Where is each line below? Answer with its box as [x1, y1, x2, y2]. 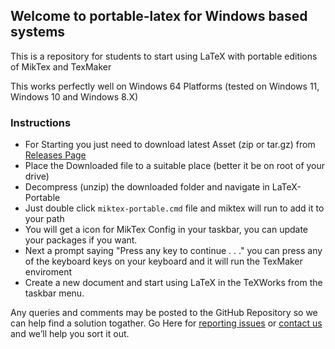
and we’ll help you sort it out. [10, 328, 130, 340]
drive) [24, 170, 50, 183]
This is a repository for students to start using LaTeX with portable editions [10, 50, 318, 62]
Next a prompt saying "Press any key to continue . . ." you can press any [24, 245, 323, 257]
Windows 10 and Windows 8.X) [10, 90, 139, 103]
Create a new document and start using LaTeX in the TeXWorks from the [24, 277, 323, 289]
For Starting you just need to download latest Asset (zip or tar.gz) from [24, 139, 316, 151]
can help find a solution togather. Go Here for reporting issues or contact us [10, 317, 323, 329]
